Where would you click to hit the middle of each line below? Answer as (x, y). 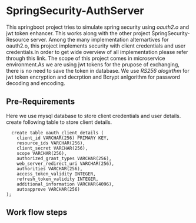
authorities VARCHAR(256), (50, 168)
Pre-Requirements (41, 102)
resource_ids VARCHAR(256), (51, 143)
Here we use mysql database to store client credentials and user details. (94, 116)
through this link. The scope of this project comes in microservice (86, 58)
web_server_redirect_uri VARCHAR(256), (66, 163)
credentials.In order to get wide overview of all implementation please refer (97, 52)
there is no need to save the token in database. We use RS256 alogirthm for (98, 70)
